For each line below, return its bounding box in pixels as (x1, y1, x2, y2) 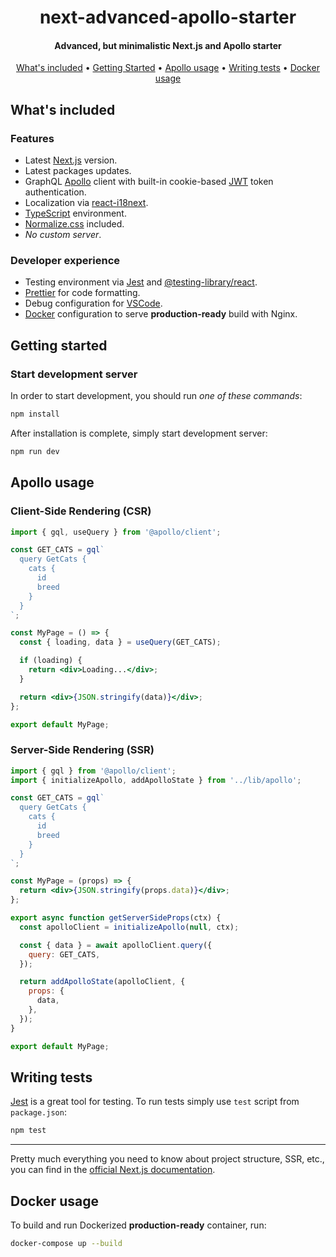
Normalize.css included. (24, 218, 125, 230)
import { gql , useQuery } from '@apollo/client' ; (10, 527, 222, 537)
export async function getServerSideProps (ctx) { (10, 913, 222, 923)
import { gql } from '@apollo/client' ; (10, 766, 177, 776)
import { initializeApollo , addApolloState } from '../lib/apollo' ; (10, 775, 302, 785)
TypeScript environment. (24, 207, 127, 220)
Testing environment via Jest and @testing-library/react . (24, 276, 258, 288)
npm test (10, 1126, 47, 1136)
